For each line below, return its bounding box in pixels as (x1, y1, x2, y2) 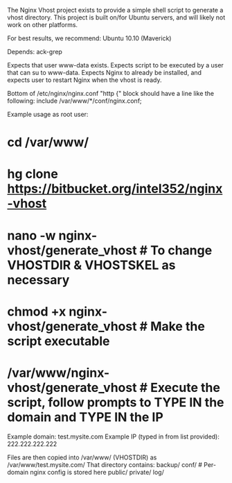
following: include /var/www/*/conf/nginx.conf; (7, 97, 142, 105)
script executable (7, 333, 110, 349)
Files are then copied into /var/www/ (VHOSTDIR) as (7, 453, 157, 461)
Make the (150, 318, 206, 334)
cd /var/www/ (7, 135, 89, 150)
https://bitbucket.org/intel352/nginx (7, 181, 223, 197)
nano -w (7, 227, 56, 243)
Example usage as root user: (7, 110, 89, 118)
